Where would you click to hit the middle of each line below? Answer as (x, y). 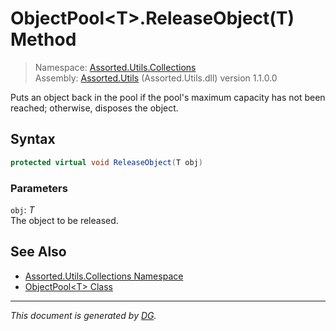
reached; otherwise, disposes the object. (94, 108)
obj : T (22, 209)
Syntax (33, 139)
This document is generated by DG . (83, 315)
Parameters (39, 188)
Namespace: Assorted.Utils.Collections (115, 67)
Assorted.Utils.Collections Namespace (104, 276)
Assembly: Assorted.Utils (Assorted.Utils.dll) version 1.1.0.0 (156, 78)
